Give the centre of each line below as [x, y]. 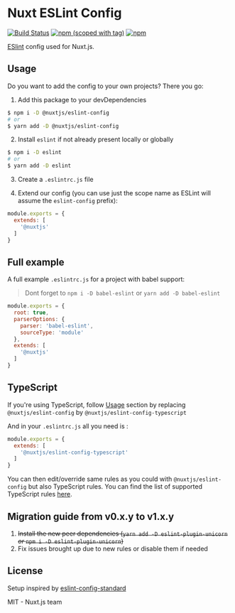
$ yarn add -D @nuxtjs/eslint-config [63, 126]
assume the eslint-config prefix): [68, 201]
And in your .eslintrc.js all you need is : [68, 426]
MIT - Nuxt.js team [35, 602]
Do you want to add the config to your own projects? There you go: [105, 86]
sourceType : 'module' [52, 332]
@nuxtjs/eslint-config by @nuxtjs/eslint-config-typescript [97, 412]
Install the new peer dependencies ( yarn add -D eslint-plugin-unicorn [123, 533]
